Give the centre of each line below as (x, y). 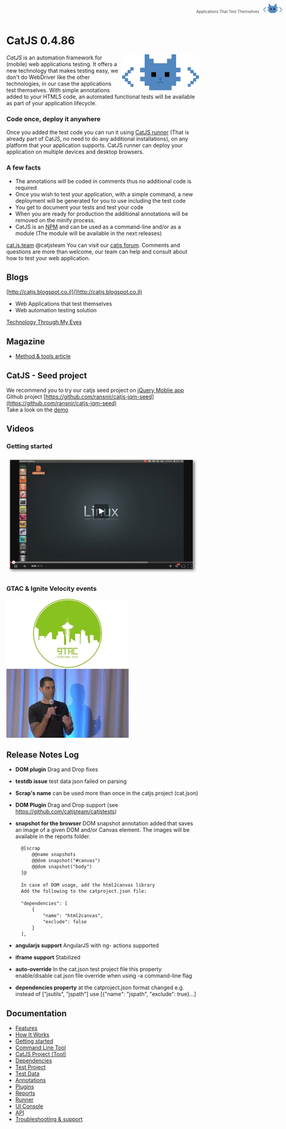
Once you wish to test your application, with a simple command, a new (104, 194)
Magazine (26, 341)
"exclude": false (64, 922)
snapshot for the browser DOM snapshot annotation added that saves (104, 823)
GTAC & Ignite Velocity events (52, 589)
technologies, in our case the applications (59, 83)
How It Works (32, 1035)
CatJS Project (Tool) (41, 1054)
